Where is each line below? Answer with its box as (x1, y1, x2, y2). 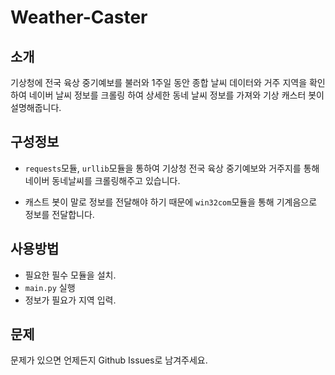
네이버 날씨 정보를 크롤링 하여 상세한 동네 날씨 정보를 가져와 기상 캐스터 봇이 (28, 89, 325, 101)
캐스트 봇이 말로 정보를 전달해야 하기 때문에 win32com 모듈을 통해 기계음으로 (24, 196, 318, 208)
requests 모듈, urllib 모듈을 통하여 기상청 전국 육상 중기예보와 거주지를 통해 (24, 162, 320, 174)
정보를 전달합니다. (24, 208, 95, 220)
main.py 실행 (24, 281, 76, 293)
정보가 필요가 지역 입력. (24, 294, 117, 306)
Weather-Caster (10, 6, 148, 29)
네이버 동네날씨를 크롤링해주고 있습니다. (24, 174, 181, 186)
